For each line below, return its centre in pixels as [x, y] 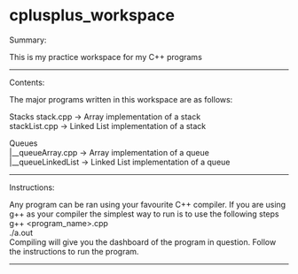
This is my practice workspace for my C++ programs [106, 57]
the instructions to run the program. [74, 251]
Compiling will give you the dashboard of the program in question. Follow [143, 242]
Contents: [27, 82]
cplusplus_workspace [92, 15]
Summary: [28, 40]
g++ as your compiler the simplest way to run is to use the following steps [144, 214]
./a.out [21, 232]
